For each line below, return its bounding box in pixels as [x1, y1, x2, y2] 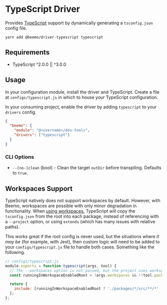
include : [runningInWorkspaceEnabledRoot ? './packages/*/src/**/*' [14, 286, 159, 291]
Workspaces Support [5, 184, 73, 193]
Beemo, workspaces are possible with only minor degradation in [5, 202, 137, 209]
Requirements [5, 48, 50, 57]
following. [5, 249, 25, 255]
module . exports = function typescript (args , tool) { [5, 263, 117, 268]
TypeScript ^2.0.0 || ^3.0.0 [12, 61, 67, 67]
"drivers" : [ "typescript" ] [14, 132, 70, 137]
